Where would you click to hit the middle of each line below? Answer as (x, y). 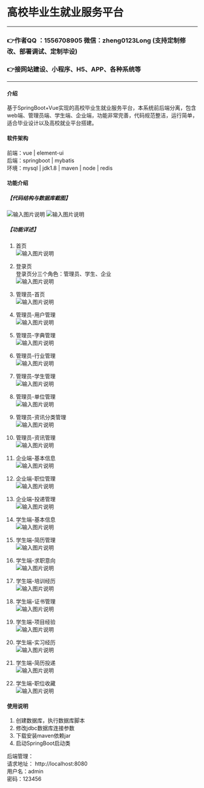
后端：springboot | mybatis (41, 160)
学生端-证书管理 (36, 602)
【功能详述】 (23, 229)
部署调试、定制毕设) (48, 51)
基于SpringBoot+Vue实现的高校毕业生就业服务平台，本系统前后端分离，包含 (102, 108)
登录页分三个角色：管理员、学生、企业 (63, 274)
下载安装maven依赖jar (43, 736)
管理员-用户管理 (36, 315)
